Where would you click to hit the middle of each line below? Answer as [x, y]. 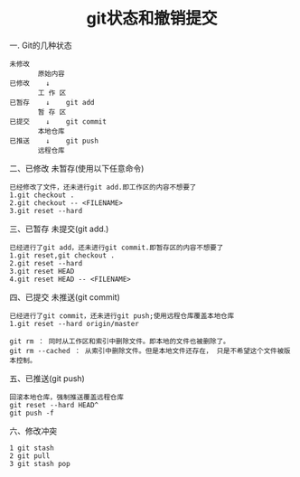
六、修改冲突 [33, 431]
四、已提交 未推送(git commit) [65, 297]
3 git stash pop [40, 463]
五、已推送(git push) [47, 378]
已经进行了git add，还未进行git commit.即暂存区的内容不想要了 [117, 248]
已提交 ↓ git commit [58, 122]
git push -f [32, 413]
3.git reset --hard [46, 210]
